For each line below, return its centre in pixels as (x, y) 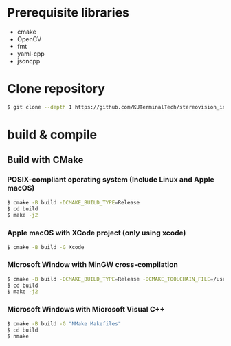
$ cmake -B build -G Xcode (46, 247)
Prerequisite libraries (68, 13)
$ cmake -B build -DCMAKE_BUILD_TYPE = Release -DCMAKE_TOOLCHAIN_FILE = (110, 279)
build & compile (52, 134)
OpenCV (29, 39)
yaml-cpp (31, 54)
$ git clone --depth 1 (40, 107)
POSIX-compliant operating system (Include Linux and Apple (111, 180)
